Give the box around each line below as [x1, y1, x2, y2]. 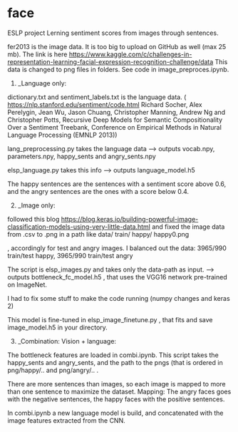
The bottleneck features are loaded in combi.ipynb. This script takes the [7, 351, 219, 359]
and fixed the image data [152, 222, 225, 231]
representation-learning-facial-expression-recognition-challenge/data [7, 57, 214, 66]
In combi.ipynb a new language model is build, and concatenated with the [7, 408, 224, 417]
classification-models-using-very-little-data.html [7, 222, 151, 231]
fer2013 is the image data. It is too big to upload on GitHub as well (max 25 [7, 42, 227, 51]
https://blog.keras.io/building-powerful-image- [61, 215, 199, 223]
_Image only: [17, 201, 56, 210]
